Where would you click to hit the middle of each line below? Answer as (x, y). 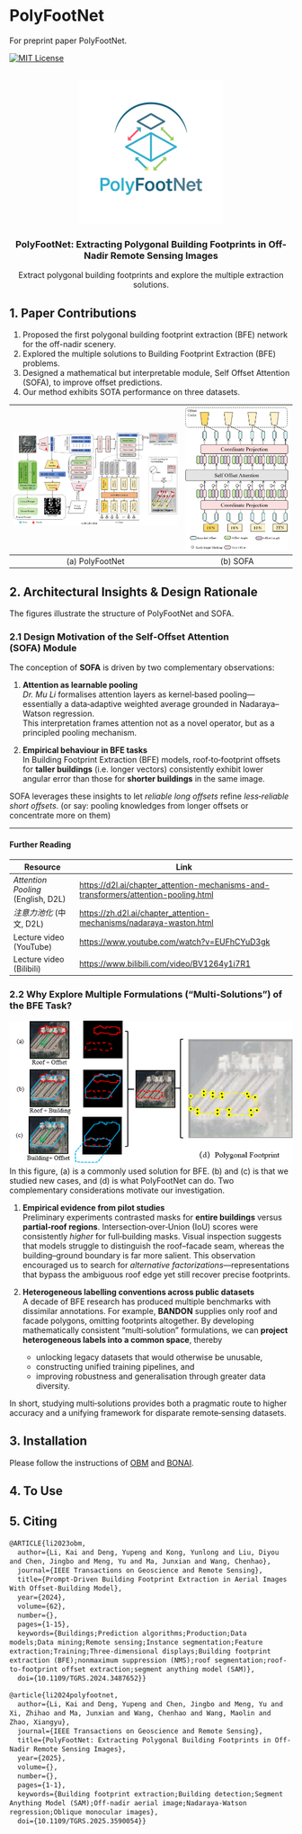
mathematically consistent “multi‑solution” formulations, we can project (155, 1330)
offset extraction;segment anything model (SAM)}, (158, 1669)
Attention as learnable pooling (80, 685)
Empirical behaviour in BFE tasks (85, 750)
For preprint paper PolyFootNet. (68, 40)
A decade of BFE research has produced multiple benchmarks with (147, 1302)
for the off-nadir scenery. (69, 344)
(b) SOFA (237, 561)
